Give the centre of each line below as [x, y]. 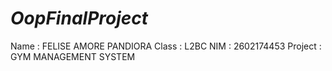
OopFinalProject [79, 18]
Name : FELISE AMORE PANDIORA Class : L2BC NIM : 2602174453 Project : [166, 46]
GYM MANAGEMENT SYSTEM [73, 56]
